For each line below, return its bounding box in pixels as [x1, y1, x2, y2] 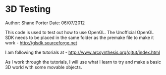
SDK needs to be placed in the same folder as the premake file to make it [5, 35, 154, 40]
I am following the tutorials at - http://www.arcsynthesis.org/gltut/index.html [5, 49, 160, 55]
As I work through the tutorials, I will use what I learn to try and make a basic [5, 59, 161, 65]
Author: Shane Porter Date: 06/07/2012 [5, 20, 85, 26]
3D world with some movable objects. [5, 64, 82, 70]
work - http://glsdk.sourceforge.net [5, 39, 78, 45]
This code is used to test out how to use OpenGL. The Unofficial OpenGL [5, 29, 154, 35]
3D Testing [5, 3, 51, 15]
